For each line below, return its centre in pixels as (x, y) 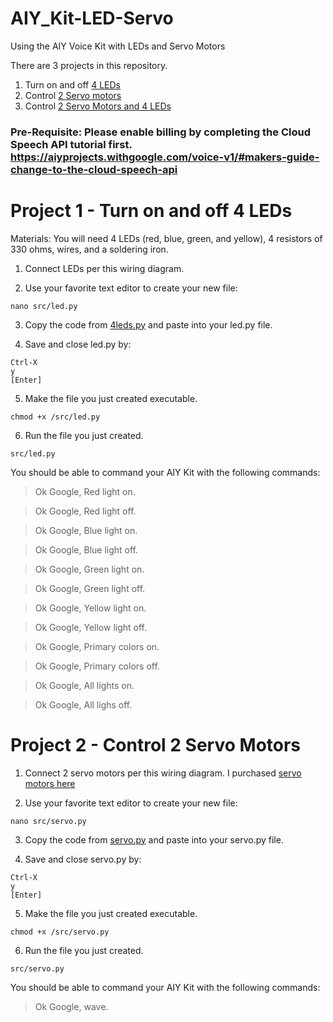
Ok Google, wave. (71, 1006)
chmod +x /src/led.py (55, 417)
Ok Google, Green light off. (90, 588)
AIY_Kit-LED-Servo (92, 18)
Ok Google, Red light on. (85, 491)
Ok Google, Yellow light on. (90, 608)
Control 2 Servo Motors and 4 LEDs (98, 106)
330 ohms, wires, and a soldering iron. (89, 249)
